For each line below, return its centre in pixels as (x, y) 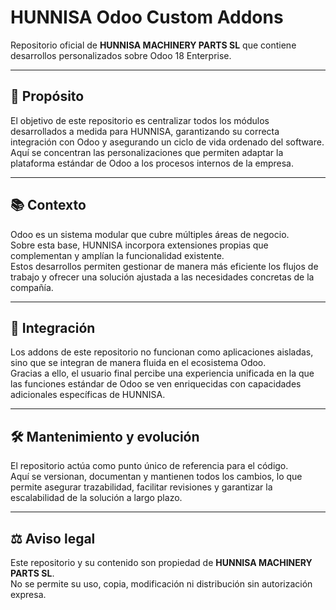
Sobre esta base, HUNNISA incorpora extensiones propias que (139, 245)
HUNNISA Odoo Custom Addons (147, 17)
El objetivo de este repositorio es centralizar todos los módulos (140, 120)
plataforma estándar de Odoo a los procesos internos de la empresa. (152, 163)
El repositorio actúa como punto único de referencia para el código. (149, 466)
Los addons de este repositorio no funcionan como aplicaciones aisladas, (162, 352)
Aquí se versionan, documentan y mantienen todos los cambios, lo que (156, 477)
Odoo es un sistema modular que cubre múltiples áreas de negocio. (150, 234)
